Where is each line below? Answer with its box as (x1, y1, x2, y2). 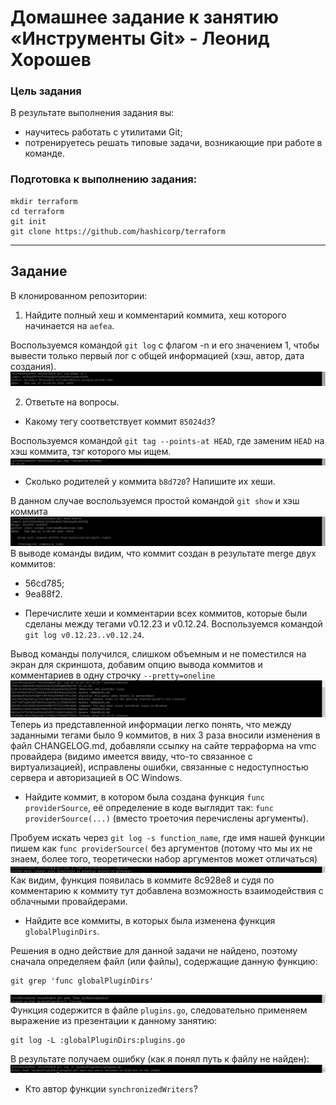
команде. (24, 147, 65, 160)
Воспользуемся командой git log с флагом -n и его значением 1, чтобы (10, 339, 320, 351)
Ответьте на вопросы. (24, 396, 120, 408)
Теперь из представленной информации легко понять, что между (10, 718, 292, 730)
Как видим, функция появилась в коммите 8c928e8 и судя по (10, 874, 275, 886)
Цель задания (10, 84, 82, 98)
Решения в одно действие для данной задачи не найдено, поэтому (10, 944, 298, 956)
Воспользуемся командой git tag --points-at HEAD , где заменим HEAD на (10, 434, 325, 446)
